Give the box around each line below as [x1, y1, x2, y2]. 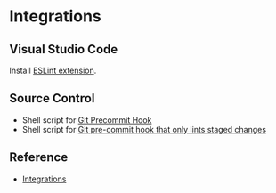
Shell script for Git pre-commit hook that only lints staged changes [21, 124, 267, 134]
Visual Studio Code [9, 42, 118, 57]
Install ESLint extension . [9, 65, 97, 76]
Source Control [9, 91, 95, 106]
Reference [9, 149, 69, 165]
